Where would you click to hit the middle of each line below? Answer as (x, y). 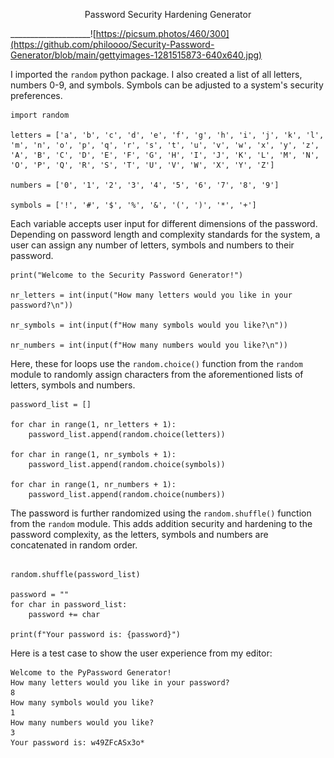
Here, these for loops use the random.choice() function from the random (156, 363)
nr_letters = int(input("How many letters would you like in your (151, 295)
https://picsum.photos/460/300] (162, 33)
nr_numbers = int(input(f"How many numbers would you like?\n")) (149, 345)
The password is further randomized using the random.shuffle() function (161, 513)
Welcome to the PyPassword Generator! (91, 673)
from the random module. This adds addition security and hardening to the (161, 523)
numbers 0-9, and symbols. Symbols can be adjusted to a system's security (167, 85)
